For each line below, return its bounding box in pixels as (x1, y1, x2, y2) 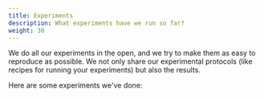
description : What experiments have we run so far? (8, 19, 185, 27)
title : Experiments (8, 11, 74, 20)
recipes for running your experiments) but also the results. (8, 65, 201, 75)
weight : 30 (8, 26, 45, 34)
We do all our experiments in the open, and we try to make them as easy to (8, 49, 256, 58)
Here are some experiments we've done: (8, 80, 143, 90)
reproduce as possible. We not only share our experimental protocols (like (8, 57, 253, 66)
